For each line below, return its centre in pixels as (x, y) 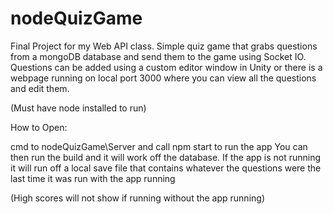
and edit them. (40, 88)
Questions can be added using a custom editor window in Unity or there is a (166, 67)
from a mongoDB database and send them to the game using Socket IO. (158, 56)
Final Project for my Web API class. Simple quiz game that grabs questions (164, 46)
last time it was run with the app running (93, 178)
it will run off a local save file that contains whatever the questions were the (166, 168)
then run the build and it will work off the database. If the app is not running (166, 157)
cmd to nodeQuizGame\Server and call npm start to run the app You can (159, 146)
